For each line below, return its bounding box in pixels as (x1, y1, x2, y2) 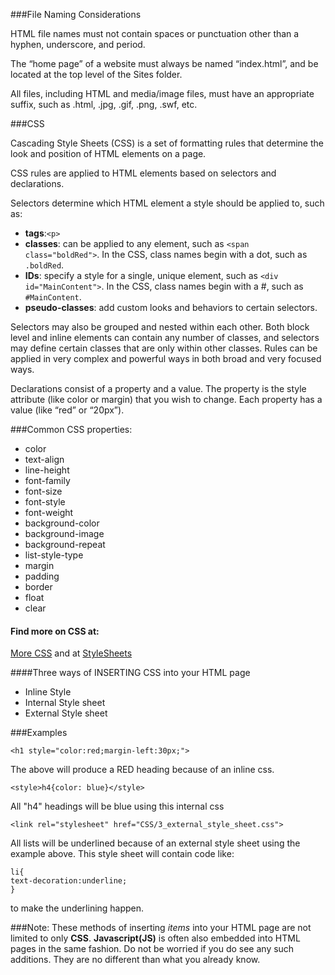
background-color (24, 517, 100, 529)
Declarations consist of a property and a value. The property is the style (10, 383, 307, 394)
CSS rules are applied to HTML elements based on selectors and (10, 167, 277, 179)
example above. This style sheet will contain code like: (10, 848, 235, 860)
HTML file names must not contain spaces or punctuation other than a (10, 28, 300, 39)
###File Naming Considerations (10, 9, 142, 20)
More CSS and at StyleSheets (10, 647, 133, 659)
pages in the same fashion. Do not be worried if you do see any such (10, 943, 295, 955)
